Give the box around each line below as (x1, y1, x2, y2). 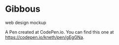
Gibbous (5, 3, 41, 15)
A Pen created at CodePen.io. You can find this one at (5, 29, 114, 35)
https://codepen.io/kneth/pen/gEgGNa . (5, 34, 85, 40)
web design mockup (5, 20, 47, 25)
